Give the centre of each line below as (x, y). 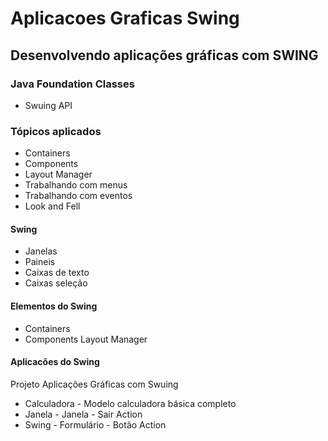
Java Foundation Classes (72, 84)
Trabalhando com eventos (78, 196)
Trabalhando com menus (76, 185)
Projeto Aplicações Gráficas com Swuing (94, 384)
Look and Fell (52, 206)
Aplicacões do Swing (55, 362)
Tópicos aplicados (56, 131)
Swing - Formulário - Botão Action (95, 424)
